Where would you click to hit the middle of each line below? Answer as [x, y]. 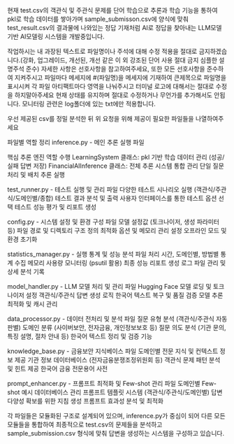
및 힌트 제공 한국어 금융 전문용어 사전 [58, 368]
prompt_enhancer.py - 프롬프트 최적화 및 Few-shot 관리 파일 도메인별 [104, 384]
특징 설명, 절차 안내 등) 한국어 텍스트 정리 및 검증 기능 [80, 336]
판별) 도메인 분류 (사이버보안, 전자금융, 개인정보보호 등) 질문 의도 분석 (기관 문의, [117, 328]
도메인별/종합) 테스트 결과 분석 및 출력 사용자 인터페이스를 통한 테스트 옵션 [116, 198]
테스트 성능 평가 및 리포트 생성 [55, 207]
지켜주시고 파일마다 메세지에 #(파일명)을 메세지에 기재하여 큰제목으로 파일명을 [120, 78]
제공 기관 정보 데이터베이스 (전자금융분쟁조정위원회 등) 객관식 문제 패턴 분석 [117, 360]
